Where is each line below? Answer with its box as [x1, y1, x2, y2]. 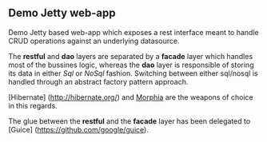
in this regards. [8, 101, 58, 110]
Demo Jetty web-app [8, 6, 116, 20]
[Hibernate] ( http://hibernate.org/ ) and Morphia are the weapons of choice [8, 92, 253, 102]
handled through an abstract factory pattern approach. [8, 77, 189, 86]
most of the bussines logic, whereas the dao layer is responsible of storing [8, 60, 254, 69]
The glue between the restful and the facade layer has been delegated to [8, 116, 251, 126]
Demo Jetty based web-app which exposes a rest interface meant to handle [8, 27, 259, 37]
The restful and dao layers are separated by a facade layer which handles [8, 51, 253, 61]
